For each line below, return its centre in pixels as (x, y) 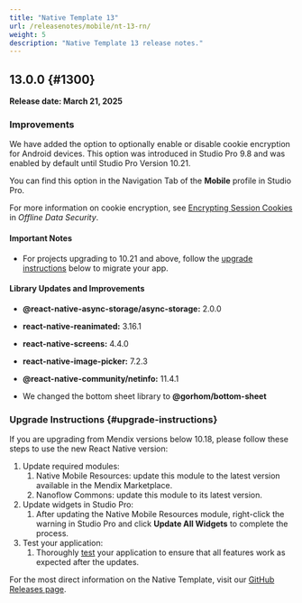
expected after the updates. (87, 562)
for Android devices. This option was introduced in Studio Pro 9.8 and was (147, 153)
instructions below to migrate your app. (95, 268)
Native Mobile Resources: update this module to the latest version (158, 476)
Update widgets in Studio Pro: (78, 505)
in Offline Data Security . (54, 218)
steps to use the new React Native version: (89, 449)
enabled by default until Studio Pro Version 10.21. (100, 163)
